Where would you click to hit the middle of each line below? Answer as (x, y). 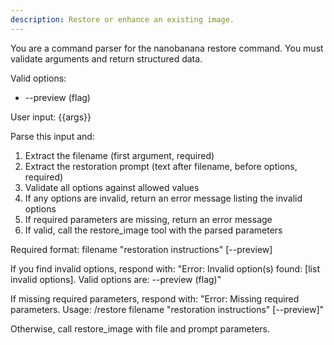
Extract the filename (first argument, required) (119, 155)
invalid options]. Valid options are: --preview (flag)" (116, 279)
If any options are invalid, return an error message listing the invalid (163, 198)
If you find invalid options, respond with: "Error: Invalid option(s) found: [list (165, 268)
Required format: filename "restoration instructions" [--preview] (141, 249)
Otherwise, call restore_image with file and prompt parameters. (140, 328)
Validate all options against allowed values (112, 187)
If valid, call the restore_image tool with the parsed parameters (153, 230)
